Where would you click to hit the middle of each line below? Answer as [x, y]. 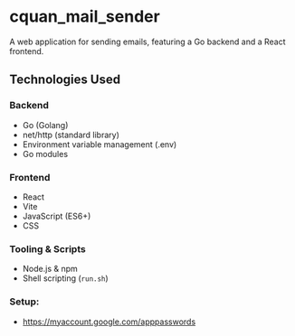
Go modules [45, 154]
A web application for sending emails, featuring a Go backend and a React [148, 42]
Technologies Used [65, 80]
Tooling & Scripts [48, 248]
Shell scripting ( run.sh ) [65, 278]
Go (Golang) [45, 125]
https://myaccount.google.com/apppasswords [109, 322]
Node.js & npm [50, 269]
